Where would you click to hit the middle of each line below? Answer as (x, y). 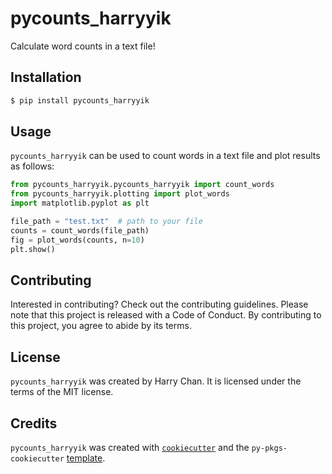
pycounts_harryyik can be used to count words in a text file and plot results (165, 156)
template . (86, 458)
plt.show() (33, 249)
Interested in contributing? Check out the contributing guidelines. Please (159, 304)
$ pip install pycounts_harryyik (80, 100)
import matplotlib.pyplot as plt (80, 203)
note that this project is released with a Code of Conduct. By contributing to (166, 315)
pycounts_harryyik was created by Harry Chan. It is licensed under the (156, 381)
